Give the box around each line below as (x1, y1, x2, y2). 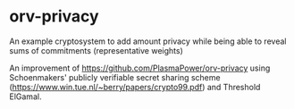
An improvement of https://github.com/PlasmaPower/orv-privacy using (9, 63, 271, 73)
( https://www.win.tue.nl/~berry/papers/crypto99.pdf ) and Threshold (9, 81, 261, 92)
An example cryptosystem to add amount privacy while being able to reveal (9, 36, 287, 46)
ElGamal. (9, 91, 42, 102)
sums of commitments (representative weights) (9, 45, 183, 55)
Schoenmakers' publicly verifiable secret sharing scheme (9, 71, 221, 82)
